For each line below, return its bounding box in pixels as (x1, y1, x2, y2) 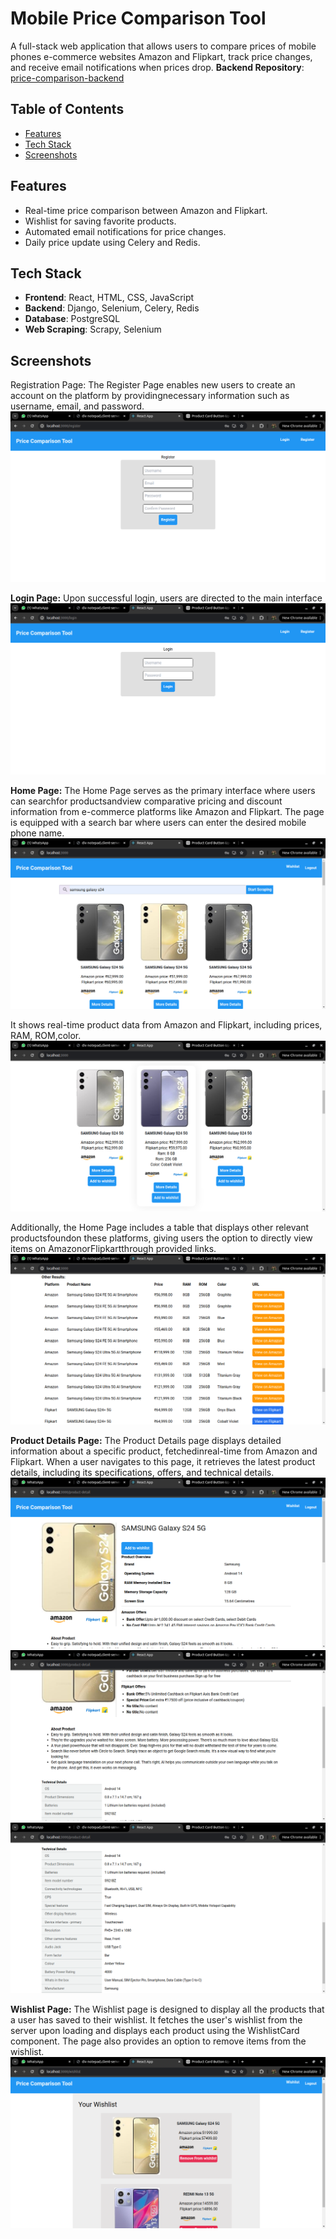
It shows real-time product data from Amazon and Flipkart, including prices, (10, 1018, 323, 1031)
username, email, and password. (10, 400, 145, 412)
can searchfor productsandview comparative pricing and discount (10, 795, 283, 807)
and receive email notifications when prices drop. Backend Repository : (10, 61, 305, 73)
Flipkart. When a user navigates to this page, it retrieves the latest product (10, 1455, 316, 1467)
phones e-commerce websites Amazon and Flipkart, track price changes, (10, 50, 313, 62)
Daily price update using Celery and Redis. (24, 236, 201, 248)
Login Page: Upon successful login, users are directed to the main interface (10, 592, 323, 604)
